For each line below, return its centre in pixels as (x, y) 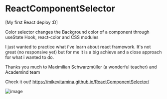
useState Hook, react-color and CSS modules (52, 37)
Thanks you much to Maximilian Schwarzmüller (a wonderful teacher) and (81, 67)
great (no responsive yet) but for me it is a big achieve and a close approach (83, 52)
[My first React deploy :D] (32, 22)
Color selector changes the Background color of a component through (77, 32)
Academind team (23, 72)
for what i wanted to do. (30, 57)
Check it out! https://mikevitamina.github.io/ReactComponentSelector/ (77, 82)
